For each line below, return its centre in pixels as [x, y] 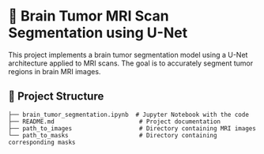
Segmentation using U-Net [98, 33]
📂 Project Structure [56, 97]
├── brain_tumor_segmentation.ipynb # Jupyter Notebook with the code [128, 115]
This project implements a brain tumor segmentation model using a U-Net [128, 54]
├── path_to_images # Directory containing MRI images [132, 128]
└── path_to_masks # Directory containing [113, 135]
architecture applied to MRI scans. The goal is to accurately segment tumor [131, 63]
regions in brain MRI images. [55, 71]
